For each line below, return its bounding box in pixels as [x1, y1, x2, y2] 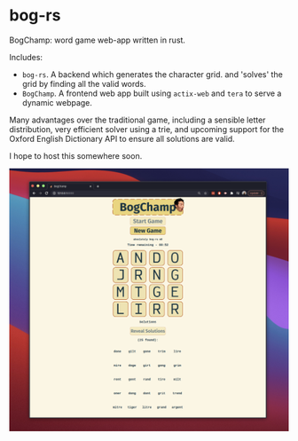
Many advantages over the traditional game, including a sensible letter [9, 114, 266, 125]
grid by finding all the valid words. [21, 78, 146, 89]
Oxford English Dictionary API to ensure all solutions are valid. [9, 133, 235, 144]
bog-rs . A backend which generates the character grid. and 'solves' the [21, 68, 284, 80]
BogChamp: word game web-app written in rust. [9, 35, 186, 45]
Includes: [9, 51, 43, 62]
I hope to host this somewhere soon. [9, 150, 143, 161]
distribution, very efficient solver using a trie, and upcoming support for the [9, 123, 285, 134]
